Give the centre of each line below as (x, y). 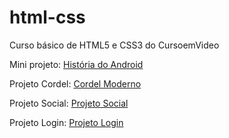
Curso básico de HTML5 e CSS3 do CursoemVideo (114, 45)
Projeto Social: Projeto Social (69, 103)
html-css (47, 17)
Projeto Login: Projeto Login (66, 122)
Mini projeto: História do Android (76, 64)
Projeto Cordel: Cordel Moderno (75, 83)
